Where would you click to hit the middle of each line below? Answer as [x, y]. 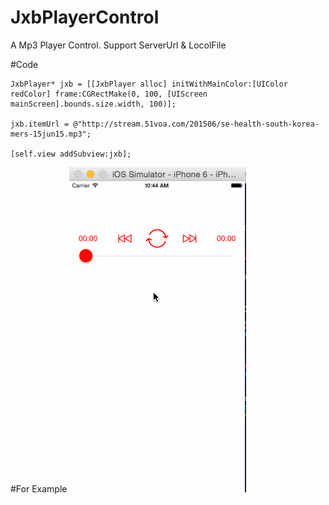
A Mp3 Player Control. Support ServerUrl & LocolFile [118, 45]
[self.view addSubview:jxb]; [71, 154]
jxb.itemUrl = [40, 124]
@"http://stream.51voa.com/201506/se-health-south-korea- [196, 124]
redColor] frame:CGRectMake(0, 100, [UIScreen [109, 94]
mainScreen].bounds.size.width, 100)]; [93, 104]
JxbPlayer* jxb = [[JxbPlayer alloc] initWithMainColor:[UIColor [149, 84]
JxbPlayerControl [85, 17]
